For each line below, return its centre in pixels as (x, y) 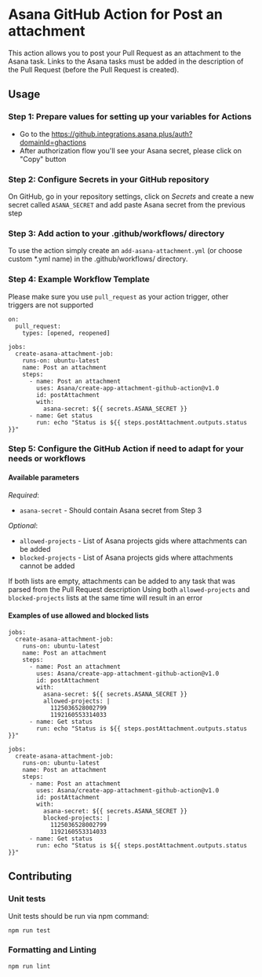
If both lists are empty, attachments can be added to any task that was (122, 581)
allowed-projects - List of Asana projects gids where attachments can (133, 541)
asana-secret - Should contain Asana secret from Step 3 (111, 510)
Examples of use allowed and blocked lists (78, 615)
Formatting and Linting (52, 950)
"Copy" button (43, 159)
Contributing (40, 877)
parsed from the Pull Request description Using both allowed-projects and (129, 589)
